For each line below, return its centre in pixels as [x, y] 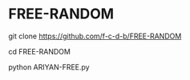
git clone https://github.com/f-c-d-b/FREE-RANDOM [95, 36]
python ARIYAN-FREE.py [49, 67]
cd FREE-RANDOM [39, 51]
